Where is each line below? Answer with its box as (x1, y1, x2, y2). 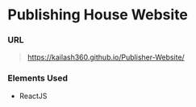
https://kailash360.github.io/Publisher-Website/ (27, 52, 185, 62)
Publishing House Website (7, 6, 189, 24)
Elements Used (7, 72, 69, 84)
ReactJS (19, 91, 48, 101)
